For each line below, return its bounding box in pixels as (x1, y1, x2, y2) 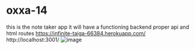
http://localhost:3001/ (6, 36, 60, 43)
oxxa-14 (6, 4, 48, 17)
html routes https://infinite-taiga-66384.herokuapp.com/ (6, 29, 146, 36)
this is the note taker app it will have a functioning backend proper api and (6, 23, 190, 30)
